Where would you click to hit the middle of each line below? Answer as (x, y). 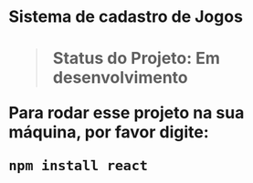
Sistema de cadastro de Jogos (126, 17)
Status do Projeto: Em (137, 59)
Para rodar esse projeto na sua (126, 113)
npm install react (78, 166)
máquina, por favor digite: (109, 132)
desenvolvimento (120, 78)
